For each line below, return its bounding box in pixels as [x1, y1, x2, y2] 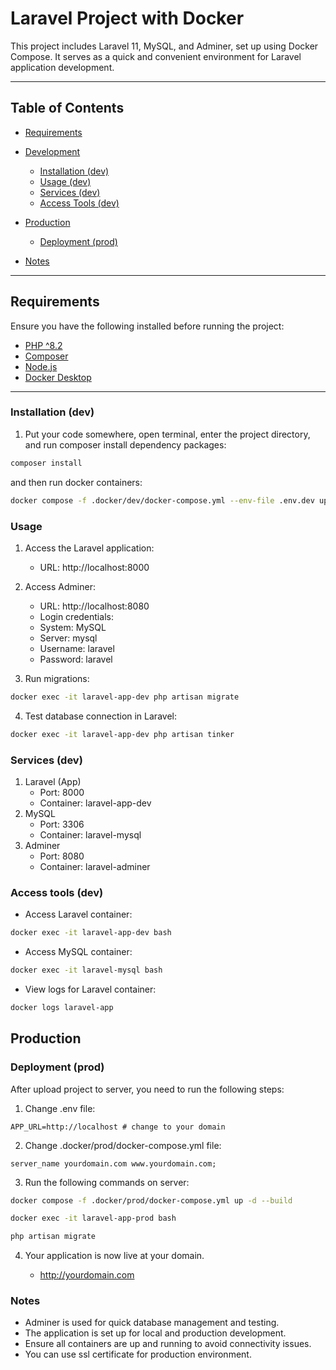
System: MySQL [39, 621, 107, 633]
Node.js [24, 360, 58, 372]
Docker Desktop [24, 371, 92, 383]
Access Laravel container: [24, 908, 133, 921]
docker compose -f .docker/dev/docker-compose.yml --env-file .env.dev [10, 495, 315, 506]
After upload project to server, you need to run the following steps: [10, 1083, 285, 1095]
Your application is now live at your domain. [24, 1250, 205, 1262]
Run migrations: [24, 672, 90, 684]
